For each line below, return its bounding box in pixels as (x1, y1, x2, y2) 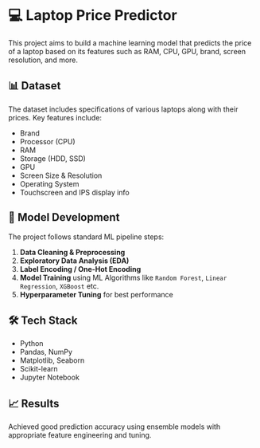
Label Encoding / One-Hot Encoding (19, 264, 142, 273)
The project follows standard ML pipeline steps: (8, 232, 165, 242)
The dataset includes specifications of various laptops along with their (8, 104, 239, 114)
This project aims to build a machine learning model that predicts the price (8, 37, 252, 48)
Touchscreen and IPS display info (19, 187, 130, 197)
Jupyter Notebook (19, 372, 80, 383)
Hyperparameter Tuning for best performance (19, 289, 173, 299)
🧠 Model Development (8, 210, 120, 224)
